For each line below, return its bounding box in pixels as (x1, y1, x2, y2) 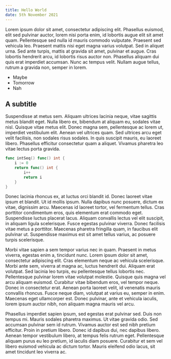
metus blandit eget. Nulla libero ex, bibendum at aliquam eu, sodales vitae (5, 118, 161, 125)
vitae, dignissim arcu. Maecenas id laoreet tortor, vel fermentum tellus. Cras (5, 204, 164, 210)
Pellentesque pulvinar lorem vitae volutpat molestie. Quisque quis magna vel (5, 274, 166, 280)
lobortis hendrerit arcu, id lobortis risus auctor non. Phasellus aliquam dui (5, 53, 159, 59)
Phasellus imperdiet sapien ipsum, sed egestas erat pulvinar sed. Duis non (5, 311, 162, 317)
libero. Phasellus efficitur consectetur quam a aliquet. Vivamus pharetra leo (5, 140, 163, 147)
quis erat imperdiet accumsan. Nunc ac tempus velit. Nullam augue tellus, (5, 59, 160, 65)
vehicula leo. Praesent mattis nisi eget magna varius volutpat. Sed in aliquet (5, 42, 164, 49)
